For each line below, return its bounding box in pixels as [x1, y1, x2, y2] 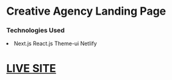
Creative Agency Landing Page [6, 4, 167, 18]
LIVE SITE [6, 61, 57, 75]
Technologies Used [6, 26, 65, 35]
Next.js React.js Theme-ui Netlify [14, 40, 98, 47]
